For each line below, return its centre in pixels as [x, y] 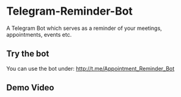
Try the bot [28, 54]
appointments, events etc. [39, 34]
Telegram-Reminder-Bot [70, 11]
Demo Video [30, 88]
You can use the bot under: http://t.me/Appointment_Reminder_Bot [90, 68]
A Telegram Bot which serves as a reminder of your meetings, [84, 28]
